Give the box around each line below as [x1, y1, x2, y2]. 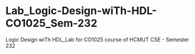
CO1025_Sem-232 [5, 16, 98, 30]
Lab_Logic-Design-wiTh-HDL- [5, 4, 157, 18]
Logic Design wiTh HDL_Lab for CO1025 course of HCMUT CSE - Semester [5, 36, 190, 43]
